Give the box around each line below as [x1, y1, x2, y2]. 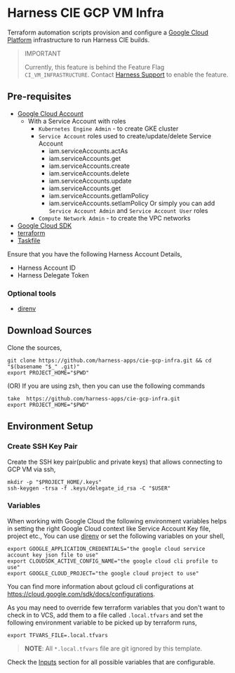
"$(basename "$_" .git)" [7, 363, 80, 370]
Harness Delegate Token [17, 270, 89, 279]
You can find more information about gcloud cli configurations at [7, 582, 194, 591]
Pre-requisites [7, 91, 72, 103]
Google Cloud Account [17, 109, 84, 117]
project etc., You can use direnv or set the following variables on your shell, [7, 532, 225, 540]
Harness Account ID [17, 263, 76, 272]
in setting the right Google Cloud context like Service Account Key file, [7, 524, 211, 532]
